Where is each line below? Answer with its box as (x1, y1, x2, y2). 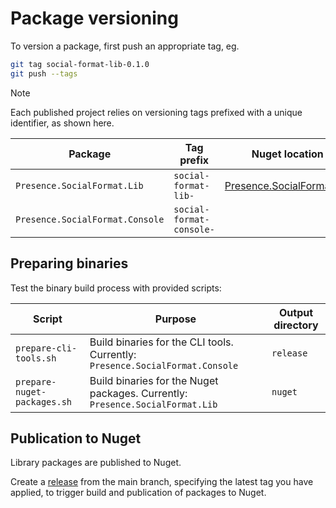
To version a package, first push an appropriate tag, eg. (10, 40, 240, 52)
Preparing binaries (10, 255, 129, 272)
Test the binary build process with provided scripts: (10, 282, 222, 294)
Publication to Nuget (10, 430, 142, 447)
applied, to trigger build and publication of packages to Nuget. (10, 487, 267, 499)
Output (278, 305, 314, 319)
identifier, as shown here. (10, 117, 115, 129)
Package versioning (10, 7, 179, 30)
